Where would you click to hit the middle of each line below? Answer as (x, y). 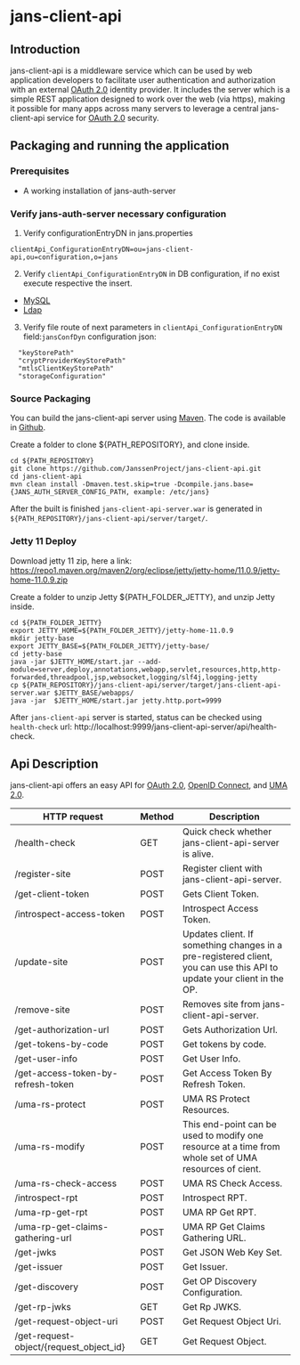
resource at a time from (231, 1147)
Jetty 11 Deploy (44, 541)
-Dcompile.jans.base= (213, 484)
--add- (150, 662)
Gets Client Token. (220, 894)
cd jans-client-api (46, 477)
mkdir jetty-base (42, 638)
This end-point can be (229, 1125)
